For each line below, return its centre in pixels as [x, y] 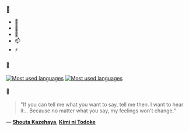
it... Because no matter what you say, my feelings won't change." [98, 111]
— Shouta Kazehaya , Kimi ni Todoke [51, 122]
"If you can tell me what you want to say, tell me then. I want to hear [102, 104]
